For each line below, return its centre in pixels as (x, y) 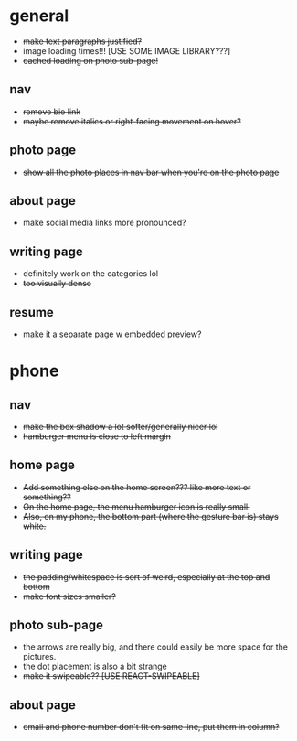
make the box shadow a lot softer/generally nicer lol (120, 427)
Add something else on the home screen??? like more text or (137, 487)
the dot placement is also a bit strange (95, 666)
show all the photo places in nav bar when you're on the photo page (151, 172)
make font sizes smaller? (69, 596)
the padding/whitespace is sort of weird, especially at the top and (146, 576)
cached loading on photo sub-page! (90, 60)
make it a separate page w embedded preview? (112, 334)
